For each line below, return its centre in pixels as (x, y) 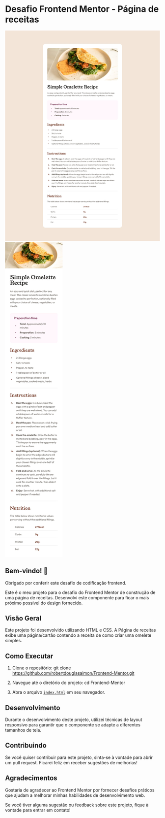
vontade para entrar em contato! (38, 810)
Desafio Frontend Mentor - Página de (82, 9)
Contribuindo (26, 745)
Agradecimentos (31, 778)
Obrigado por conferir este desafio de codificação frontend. (66, 583)
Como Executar (29, 656)
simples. (14, 641)
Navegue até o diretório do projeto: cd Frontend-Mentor (69, 683)
